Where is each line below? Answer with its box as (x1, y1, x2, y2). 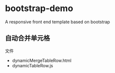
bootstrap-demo (5, 3, 74, 14)
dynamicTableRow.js (12, 62, 54, 68)
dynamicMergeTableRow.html (12, 58, 72, 63)
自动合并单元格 (5, 34, 50, 43)
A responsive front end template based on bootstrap (5, 19, 111, 25)
